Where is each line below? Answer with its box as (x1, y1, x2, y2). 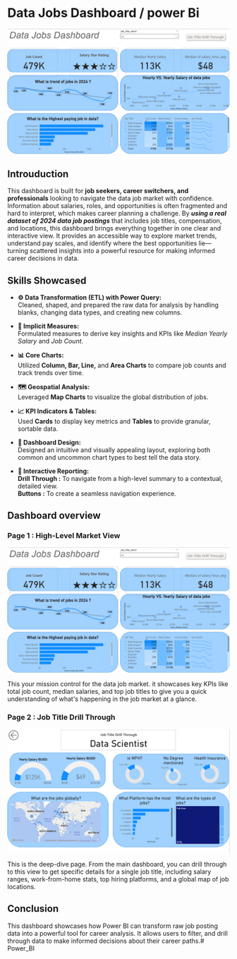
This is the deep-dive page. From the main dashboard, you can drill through (7, 860, 227, 869)
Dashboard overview (7, 510, 101, 522)
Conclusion (7, 903, 59, 915)
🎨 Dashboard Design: (17, 439, 81, 447)
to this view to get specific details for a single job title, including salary (7, 867, 212, 876)
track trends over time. (17, 369, 84, 377)
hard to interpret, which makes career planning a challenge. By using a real (7, 209, 227, 218)
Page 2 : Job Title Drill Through (7, 712, 116, 722)
